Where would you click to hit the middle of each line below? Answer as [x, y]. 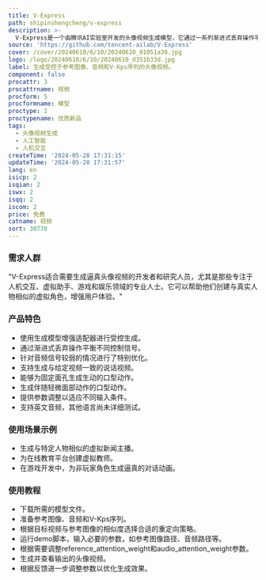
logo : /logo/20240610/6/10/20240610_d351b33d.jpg [92, 60]
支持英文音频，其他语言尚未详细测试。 [82, 407]
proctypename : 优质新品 [45, 119]
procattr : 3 [28, 82]
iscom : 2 [23, 207]
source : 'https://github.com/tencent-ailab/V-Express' [101, 45]
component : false [37, 74]
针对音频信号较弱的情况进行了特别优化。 [85, 358]
